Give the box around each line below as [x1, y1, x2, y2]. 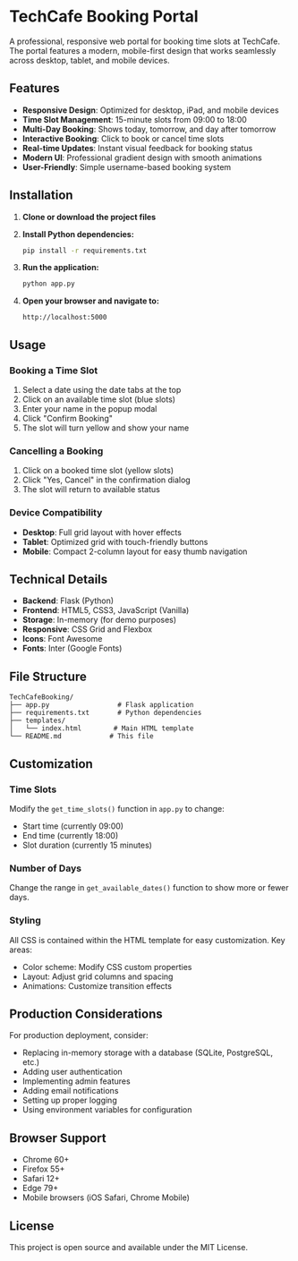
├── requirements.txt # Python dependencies [9, 709, 202, 718]
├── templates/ [9, 716, 66, 726]
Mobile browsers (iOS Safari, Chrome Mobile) [21, 1192, 191, 1203]
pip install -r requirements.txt [21, 246, 148, 255]
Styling [9, 915, 42, 927]
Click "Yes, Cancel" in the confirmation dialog [21, 474, 191, 485]
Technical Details [9, 571, 108, 587]
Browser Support [9, 1130, 107, 1146]
